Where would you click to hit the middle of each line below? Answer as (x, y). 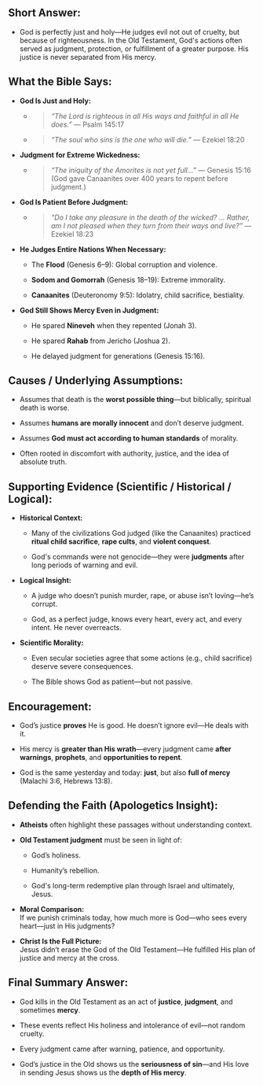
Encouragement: (50, 706)
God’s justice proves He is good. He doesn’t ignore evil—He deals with (134, 725)
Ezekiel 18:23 (72, 234)
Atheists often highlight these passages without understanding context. (136, 825)
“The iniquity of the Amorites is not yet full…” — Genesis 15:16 (151, 170)
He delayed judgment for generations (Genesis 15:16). (118, 356)
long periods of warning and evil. (84, 565)
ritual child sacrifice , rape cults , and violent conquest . (121, 541)
